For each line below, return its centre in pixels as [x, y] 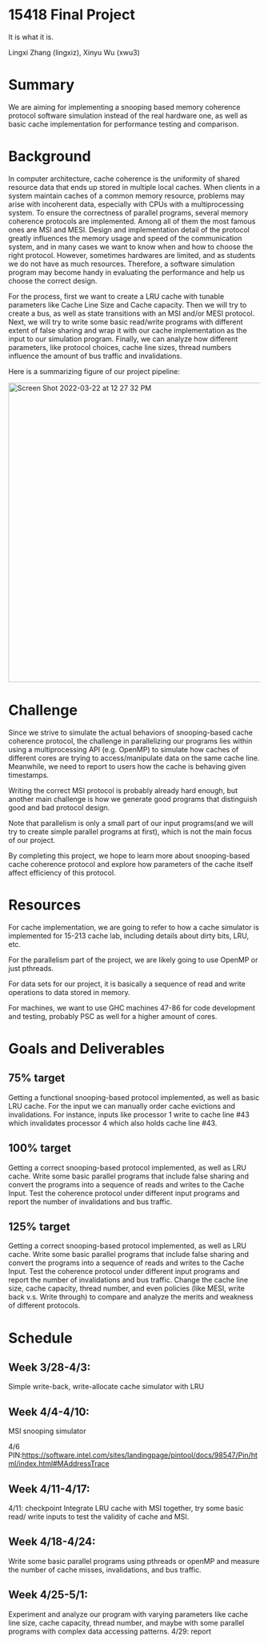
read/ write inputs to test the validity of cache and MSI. [99, 1517]
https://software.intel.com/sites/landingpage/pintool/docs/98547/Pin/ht [140, 1455]
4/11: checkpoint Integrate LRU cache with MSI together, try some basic [126, 1508]
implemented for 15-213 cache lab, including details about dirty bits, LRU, [129, 936]
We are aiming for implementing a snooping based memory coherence [124, 107]
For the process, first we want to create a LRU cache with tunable [116, 296]
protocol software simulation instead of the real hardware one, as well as [128, 115]
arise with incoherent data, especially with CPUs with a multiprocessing [126, 204]
